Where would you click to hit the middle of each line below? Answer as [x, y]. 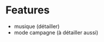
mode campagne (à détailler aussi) [56, 32]
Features [28, 10]
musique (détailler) [37, 26]
